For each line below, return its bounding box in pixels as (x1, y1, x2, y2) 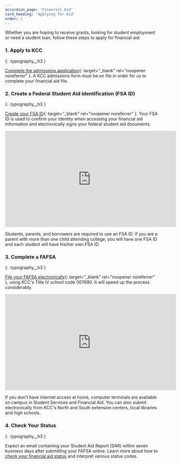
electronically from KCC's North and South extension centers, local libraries (5, 405, 157, 411)
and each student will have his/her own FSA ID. (5, 241, 100, 247)
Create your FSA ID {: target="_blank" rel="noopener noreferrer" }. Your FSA (5, 110, 158, 116)
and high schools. (5, 410, 41, 416)
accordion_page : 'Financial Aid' (5, 7, 73, 12)
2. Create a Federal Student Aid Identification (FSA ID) (5, 90, 135, 97)
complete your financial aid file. (5, 78, 68, 84)
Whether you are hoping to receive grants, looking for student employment (5, 30, 155, 36)
